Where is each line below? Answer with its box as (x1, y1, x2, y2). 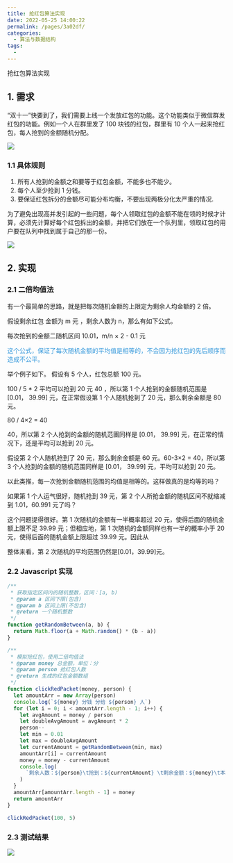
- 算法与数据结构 (13, 36, 56, 43)
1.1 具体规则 (7, 161, 46, 170)
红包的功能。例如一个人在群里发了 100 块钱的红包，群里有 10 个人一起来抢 (7, 120, 219, 128)
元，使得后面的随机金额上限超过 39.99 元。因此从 (7, 532, 149, 541)
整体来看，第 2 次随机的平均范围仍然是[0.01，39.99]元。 (7, 547, 169, 556)
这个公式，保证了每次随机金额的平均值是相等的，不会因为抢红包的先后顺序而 (7, 346, 226, 354)
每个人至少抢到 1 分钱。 (17, 186, 85, 195)
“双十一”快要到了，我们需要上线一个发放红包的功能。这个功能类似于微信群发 (7, 110, 225, 119)
